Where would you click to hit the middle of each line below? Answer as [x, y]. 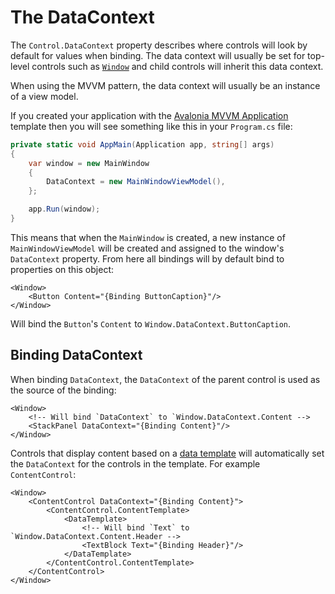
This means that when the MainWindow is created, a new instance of [148, 237]
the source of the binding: [63, 390]
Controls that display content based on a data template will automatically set [167, 453]
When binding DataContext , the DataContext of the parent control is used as [165, 379]
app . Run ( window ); [64, 209]
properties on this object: [62, 269]
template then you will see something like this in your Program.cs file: [151, 126]
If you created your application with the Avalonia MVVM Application [149, 115]
